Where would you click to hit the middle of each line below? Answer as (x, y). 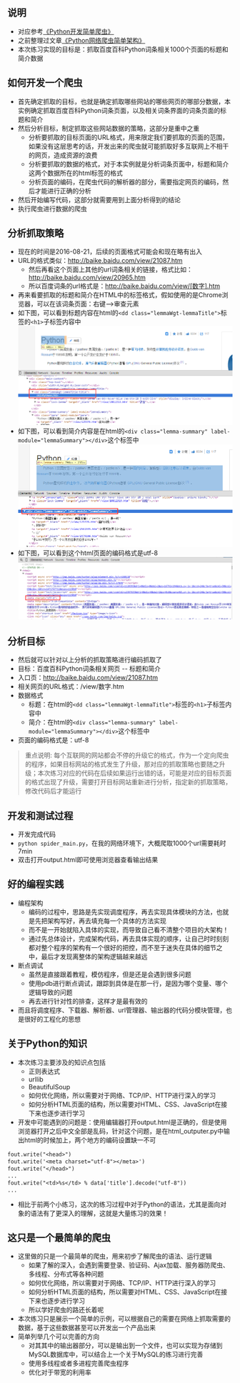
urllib (36, 1079)
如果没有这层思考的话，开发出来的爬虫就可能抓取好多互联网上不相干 (129, 146)
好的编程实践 (36, 884)
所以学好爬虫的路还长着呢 (66, 1310)
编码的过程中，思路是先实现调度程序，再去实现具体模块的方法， (122, 912)
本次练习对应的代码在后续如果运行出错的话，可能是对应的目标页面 (135, 773)
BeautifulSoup (49, 1087)
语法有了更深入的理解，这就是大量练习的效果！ (99, 1213)
